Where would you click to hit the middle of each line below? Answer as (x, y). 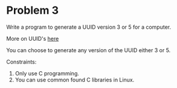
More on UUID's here (33, 38)
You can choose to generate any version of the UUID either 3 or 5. (88, 50)
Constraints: (21, 62)
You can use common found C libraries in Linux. (75, 80)
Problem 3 (33, 10)
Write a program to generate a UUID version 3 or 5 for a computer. (89, 27)
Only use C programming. (47, 73)
